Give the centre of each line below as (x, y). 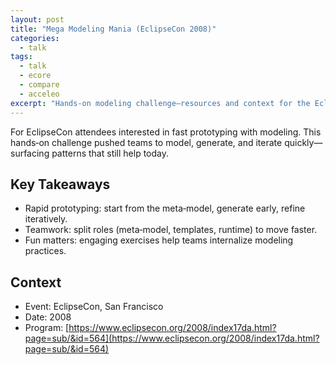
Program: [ (47, 328)
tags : (21, 57)
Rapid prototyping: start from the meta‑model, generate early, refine (165, 208)
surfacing (30, 153)
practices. (45, 251)
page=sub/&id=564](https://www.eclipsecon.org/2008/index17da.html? (172, 338)
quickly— (303, 142)
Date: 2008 (48, 317)
